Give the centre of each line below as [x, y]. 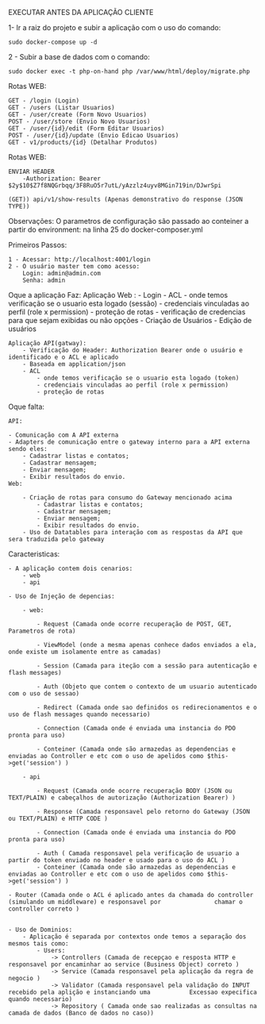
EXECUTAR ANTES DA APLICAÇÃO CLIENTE [81, 12]
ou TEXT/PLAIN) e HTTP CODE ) [58, 818]
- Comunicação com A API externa [63, 435]
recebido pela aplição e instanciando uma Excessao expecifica [133, 992]
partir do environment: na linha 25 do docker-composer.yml [106, 229]
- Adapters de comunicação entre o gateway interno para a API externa [129, 442]
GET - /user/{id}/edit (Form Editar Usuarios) [86, 129]
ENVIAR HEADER [32, 171]
